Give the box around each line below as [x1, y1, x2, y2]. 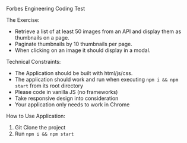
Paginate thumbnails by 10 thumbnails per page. [14, 41, 132, 47]
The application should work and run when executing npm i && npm [14, 76, 179, 83]
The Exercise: [6, 17, 40, 23]
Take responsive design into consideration [14, 95, 119, 102]
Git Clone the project [14, 124, 66, 131]
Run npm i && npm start [14, 130, 74, 137]
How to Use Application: [6, 112, 65, 119]
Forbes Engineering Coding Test [6, 5, 85, 12]
